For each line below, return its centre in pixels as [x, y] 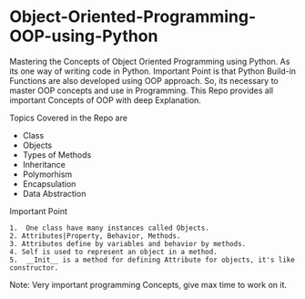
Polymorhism [47, 174]
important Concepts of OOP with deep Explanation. [106, 100]
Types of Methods [57, 155]
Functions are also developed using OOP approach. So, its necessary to [144, 80]
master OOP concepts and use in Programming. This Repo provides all [142, 90]
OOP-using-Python [84, 36]
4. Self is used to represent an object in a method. [114, 252]
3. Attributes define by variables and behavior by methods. [128, 243]
